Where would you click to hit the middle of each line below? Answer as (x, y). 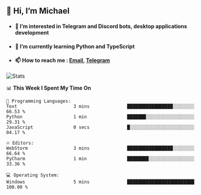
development (32, 32)
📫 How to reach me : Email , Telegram (62, 60)
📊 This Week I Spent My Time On (49, 88)
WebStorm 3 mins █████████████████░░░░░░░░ (100, 148)
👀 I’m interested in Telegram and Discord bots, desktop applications (101, 26)
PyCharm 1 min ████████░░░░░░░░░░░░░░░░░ (100, 159)
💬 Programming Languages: (38, 101)
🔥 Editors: (20, 143)
